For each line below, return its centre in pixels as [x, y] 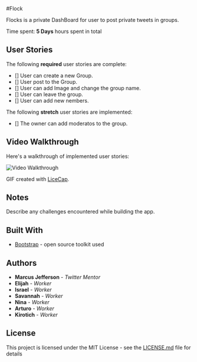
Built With [24, 230]
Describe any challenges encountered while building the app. [81, 212]
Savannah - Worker [39, 296]
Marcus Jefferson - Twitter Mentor [58, 277]
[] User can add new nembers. [52, 100]
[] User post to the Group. [46, 81]
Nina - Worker [32, 302]
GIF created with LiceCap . [38, 179]
